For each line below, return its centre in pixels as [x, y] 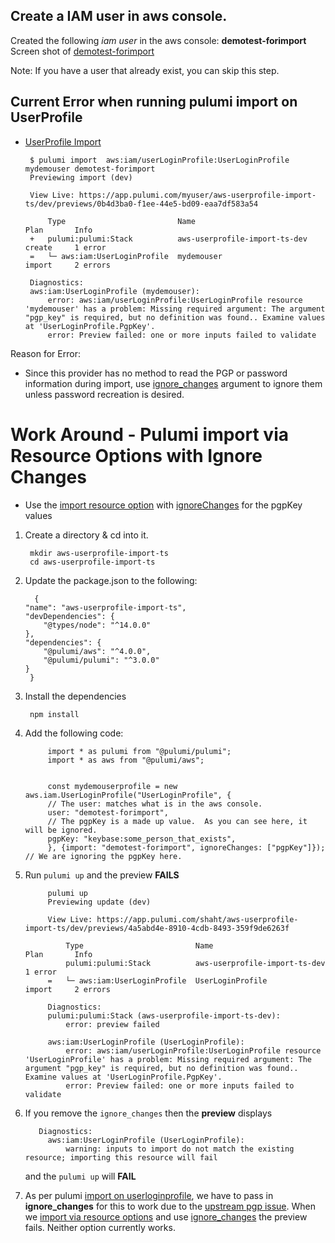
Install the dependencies [75, 696]
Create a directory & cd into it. [86, 535]
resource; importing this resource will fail [121, 1157]
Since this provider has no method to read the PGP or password [156, 373]
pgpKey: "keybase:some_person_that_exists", [142, 839]
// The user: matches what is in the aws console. [155, 804]
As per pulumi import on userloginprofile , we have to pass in [149, 1195]
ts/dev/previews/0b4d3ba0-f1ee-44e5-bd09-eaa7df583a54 [141, 204]
